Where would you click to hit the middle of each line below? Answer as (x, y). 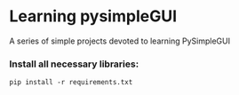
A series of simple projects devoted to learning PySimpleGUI (120, 41)
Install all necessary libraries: (74, 64)
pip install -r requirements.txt (71, 83)
